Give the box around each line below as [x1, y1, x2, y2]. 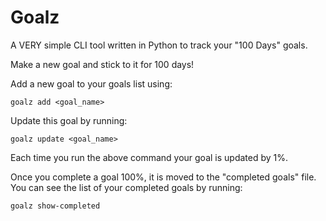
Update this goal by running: [10, 114, 128, 126]
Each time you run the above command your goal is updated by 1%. [10, 151, 289, 163]
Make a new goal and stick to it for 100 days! [10, 58, 195, 70]
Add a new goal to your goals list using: [10, 77, 173, 90]
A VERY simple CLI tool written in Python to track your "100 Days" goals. [10, 39, 308, 51]
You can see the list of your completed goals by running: [10, 181, 243, 193]
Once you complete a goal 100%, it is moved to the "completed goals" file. [10, 171, 317, 183]
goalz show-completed [10, 201, 101, 211]
